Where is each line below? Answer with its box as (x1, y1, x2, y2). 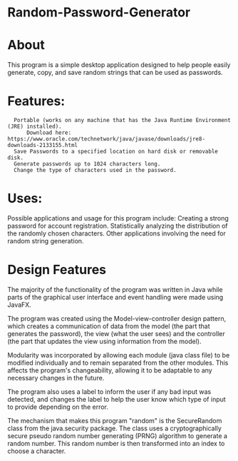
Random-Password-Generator (7, 4, 191, 21)
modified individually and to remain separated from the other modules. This (7, 358, 229, 367)
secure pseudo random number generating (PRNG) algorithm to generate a (7, 431, 228, 440)
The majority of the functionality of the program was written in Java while (7, 285, 223, 293)
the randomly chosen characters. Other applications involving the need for (7, 229, 226, 238)
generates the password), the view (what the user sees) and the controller (7, 329, 226, 338)
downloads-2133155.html (7, 142, 78, 149)
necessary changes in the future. (7, 373, 105, 382)
